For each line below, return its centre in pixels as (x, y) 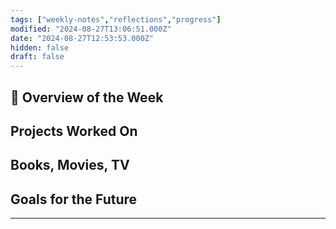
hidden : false (40, 47)
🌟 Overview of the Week (87, 97)
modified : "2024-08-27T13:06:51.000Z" (91, 29)
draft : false (37, 57)
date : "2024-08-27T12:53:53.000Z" (82, 38)
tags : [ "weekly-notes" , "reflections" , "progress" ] (116, 19)
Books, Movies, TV (70, 165)
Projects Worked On (74, 131)
